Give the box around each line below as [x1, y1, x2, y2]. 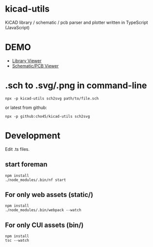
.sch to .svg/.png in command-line [5, 80, 147, 91]
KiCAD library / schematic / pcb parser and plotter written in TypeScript [5, 19, 148, 25]
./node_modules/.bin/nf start [5, 177, 67, 182]
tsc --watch [5, 238, 29, 243]
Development [5, 130, 61, 141]
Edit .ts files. [5, 146, 30, 152]
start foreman [5, 160, 48, 169]
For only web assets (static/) [5, 191, 93, 199]
